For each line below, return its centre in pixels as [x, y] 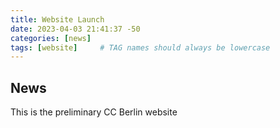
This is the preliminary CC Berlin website [94, 112]
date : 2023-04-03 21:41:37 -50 [75, 29]
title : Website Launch [57, 19]
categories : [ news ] [51, 38]
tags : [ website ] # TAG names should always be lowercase [140, 47]
